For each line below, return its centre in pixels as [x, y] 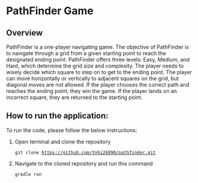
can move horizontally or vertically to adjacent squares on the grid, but [92, 78]
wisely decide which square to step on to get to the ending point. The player [99, 72]
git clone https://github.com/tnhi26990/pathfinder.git [85, 152]
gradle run [28, 174]
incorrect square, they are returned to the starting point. [74, 97]
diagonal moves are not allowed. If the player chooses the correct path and [98, 85]
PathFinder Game [50, 11]
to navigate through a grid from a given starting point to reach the [86, 53]
